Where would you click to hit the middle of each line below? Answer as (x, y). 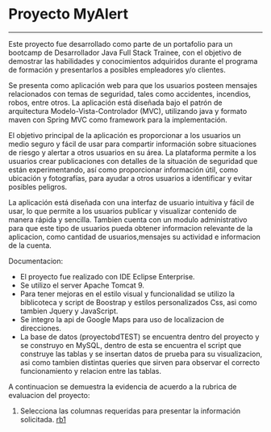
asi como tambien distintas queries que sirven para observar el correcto (140, 362)
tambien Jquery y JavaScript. (69, 311)
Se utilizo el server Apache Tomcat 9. (82, 285)
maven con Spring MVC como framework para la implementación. (118, 120)
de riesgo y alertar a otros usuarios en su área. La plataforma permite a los (132, 152)
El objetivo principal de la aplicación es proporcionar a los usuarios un (125, 135)
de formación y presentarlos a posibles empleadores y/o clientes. (117, 69)
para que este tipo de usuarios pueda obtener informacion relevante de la (131, 228)
